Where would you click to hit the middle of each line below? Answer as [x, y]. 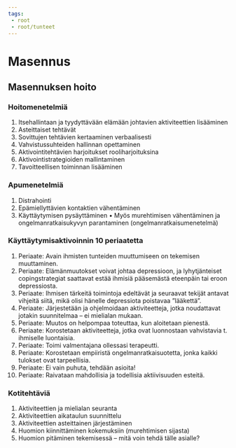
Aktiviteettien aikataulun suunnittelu [70, 416]
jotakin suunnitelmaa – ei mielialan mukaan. [80, 315]
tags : [16, 14]
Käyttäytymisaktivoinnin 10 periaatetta [76, 241]
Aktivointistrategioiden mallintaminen [71, 160]
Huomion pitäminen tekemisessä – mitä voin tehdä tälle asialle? [109, 438]
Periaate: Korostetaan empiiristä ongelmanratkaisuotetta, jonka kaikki [118, 352]
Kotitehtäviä [29, 393]
